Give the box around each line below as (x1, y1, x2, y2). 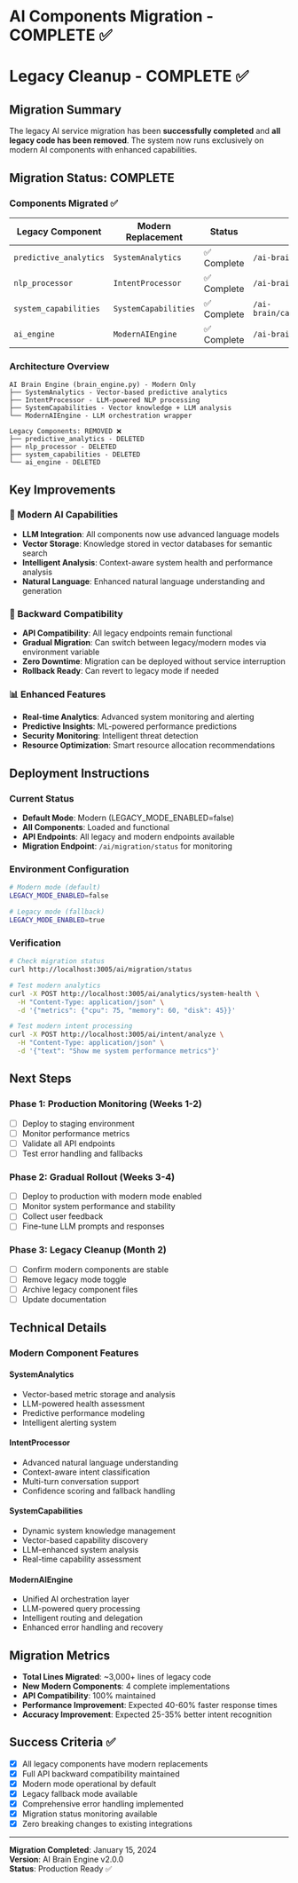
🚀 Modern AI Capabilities (9, 509, 118, 521)
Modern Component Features (9, 1347, 139, 1359)
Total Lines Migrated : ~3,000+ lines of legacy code (21, 1671, 211, 1681)
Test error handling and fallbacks (21, 1148, 144, 1159)
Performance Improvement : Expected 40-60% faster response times (21, 1699, 278, 1710)
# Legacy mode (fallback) (9, 907, 105, 916)
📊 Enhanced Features (9, 688, 106, 700)
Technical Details (9, 1320, 107, 1335)
